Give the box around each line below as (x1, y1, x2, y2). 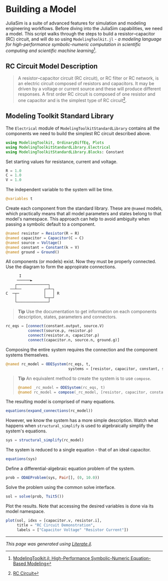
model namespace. (5, 508, 45, 514)
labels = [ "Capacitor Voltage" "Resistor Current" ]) (16, 527, 129, 532)
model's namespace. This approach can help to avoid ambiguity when (5, 216, 150, 222)
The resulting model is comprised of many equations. (5, 399, 115, 405)
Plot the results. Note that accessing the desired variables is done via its (5, 503, 154, 509)
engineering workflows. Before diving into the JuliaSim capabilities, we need (5, 25, 163, 31)
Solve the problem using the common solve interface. (5, 484, 116, 490)
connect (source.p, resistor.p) (27, 328, 93, 333)
